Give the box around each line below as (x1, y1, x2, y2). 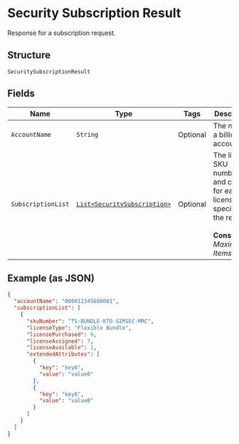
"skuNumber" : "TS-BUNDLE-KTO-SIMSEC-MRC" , (26, 317, 154, 325)
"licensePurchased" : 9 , (26, 331, 97, 338)
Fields (7, 88, 36, 100)
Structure (7, 49, 51, 61)
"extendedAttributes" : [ (26, 351, 100, 358)
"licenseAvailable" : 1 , (26, 344, 97, 351)
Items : (213, 248, 234, 258)
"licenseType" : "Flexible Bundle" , (26, 324, 132, 331)
